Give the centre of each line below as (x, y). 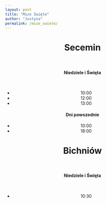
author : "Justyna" (24, 19)
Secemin (82, 48)
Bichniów (82, 151)
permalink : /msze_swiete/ (31, 23)
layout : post (18, 10)
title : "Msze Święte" (27, 14)
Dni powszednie (82, 115)
